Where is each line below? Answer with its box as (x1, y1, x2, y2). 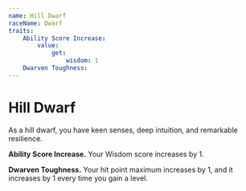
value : (37, 42, 59, 50)
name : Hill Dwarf (8, 11, 67, 20)
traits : (8, 26, 35, 35)
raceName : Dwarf (8, 19, 63, 27)
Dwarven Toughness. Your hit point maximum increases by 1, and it (8, 165, 233, 174)
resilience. (8, 133, 43, 143)
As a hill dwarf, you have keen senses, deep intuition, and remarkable (8, 125, 239, 135)
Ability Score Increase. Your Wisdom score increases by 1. (8, 149, 205, 159)
